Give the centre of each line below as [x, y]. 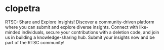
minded [13, 32]
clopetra [23, 8]
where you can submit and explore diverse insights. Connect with [72, 27]
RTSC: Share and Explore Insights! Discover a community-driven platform [80, 22]
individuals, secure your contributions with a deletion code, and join [90, 32]
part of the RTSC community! [35, 42]
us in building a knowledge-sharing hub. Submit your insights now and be [80, 37]
